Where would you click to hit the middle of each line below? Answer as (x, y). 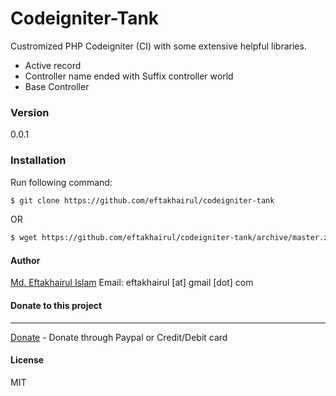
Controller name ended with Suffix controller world (129, 76)
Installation (38, 160)
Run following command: (61, 182)
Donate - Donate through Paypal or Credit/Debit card (119, 337)
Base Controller (57, 86)
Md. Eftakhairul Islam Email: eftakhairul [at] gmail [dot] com (132, 283)
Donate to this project (56, 306)
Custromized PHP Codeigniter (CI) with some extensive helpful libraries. (158, 46)
